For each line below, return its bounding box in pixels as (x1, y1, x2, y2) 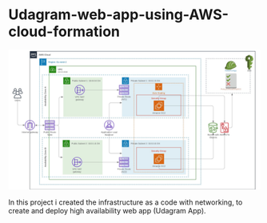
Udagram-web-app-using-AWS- (8, 6, 229, 24)
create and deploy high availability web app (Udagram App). (8, 206, 206, 216)
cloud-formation (8, 22, 120, 41)
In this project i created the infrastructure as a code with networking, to (8, 197, 243, 207)
